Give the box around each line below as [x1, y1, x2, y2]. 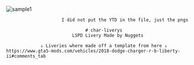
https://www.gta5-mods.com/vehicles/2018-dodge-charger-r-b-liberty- [6, 48, 181, 54]
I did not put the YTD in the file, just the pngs [61, 17, 189, 23]
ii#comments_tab [6, 53, 46, 59]
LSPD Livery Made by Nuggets [71, 32, 144, 38]
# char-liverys [85, 27, 123, 33]
